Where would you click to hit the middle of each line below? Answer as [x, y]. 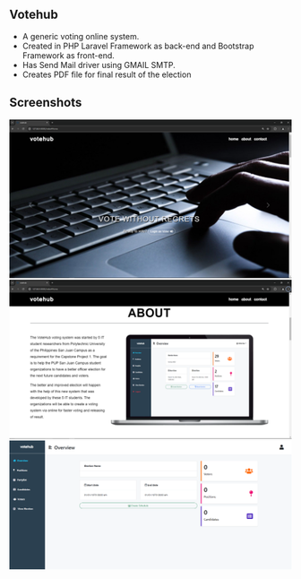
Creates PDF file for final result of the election [107, 74]
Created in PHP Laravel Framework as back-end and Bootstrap [138, 46]
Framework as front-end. [68, 55]
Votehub [34, 15]
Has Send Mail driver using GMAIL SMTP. [99, 65]
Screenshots [46, 103]
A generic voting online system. [81, 36]
